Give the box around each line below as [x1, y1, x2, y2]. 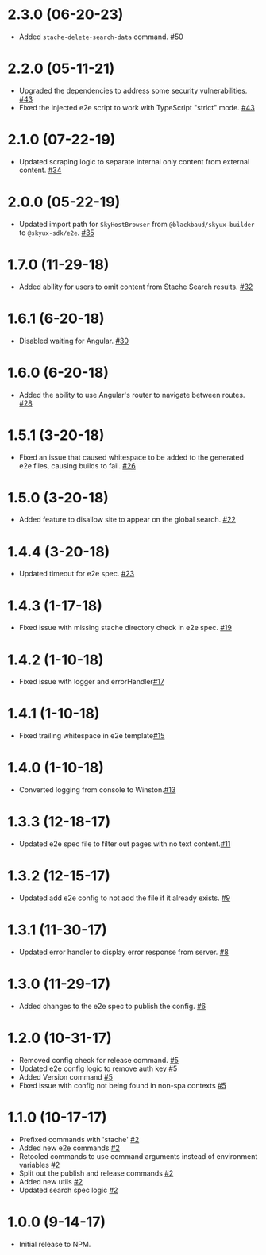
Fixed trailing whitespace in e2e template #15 [18, 731, 165, 741]
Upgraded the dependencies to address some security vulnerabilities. [18, 86, 248, 95]
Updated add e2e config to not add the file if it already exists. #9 [18, 893, 231, 903]
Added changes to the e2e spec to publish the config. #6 [18, 1001, 206, 1011]
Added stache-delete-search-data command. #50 [18, 32, 183, 41]
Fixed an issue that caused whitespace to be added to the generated [18, 452, 244, 462]
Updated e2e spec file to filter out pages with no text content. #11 [18, 839, 231, 849]
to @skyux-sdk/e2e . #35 [18, 228, 94, 237]
